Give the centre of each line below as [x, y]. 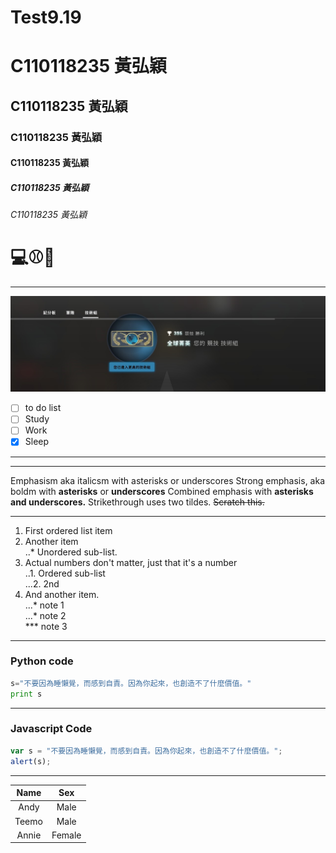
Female [66, 835]
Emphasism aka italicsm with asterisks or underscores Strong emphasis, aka [168, 480]
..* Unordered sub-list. [71, 552]
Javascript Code [51, 729]
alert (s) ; [31, 761]
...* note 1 [44, 605]
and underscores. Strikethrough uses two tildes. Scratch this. [137, 502]
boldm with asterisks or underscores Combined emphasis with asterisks [162, 491]
